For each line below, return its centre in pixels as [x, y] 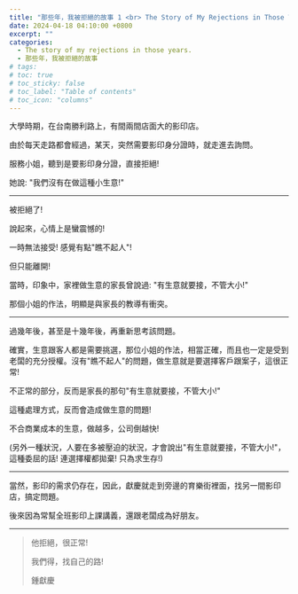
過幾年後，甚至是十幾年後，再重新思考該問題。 [94, 331]
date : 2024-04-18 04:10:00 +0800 [71, 26]
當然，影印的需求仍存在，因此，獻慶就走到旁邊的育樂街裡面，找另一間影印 [145, 486]
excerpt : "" [31, 34]
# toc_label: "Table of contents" [73, 91]
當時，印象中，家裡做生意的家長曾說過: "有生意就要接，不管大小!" [129, 285]
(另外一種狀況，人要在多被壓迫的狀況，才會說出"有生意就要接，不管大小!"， [148, 448]
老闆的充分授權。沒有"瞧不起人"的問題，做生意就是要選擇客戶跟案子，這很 [145, 361]
